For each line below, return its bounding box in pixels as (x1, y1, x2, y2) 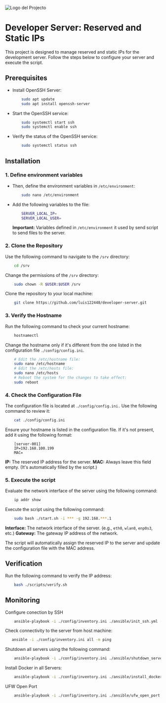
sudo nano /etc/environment (21, 192, 79, 197)
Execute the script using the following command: (5, 507, 105, 512)
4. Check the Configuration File (5, 391, 82, 398)
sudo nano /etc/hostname (14, 361, 65, 367)
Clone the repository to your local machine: (5, 291, 93, 297)
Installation (5, 157, 41, 165)
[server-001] (14, 442, 41, 447)
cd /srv (14, 263, 30, 268)
